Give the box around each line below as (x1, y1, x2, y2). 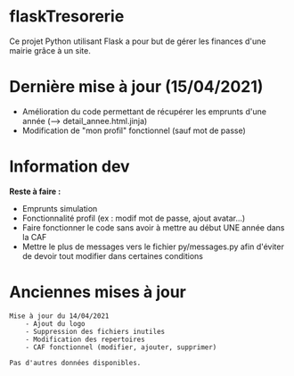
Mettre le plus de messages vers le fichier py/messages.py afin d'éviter (21, 241, 285, 252)
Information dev (9, 156, 131, 177)
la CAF (21, 231, 47, 242)
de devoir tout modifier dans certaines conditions (21, 250, 203, 261)
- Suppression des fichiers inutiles (25, 327, 166, 336)
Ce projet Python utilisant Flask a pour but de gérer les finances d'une (9, 36, 266, 46)
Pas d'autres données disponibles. (9, 358, 142, 367)
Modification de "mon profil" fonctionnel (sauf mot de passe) (21, 125, 247, 136)
